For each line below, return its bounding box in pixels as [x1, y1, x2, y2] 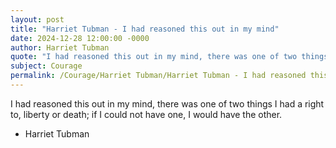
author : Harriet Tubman [10, 42, 110, 53]
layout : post [10, 14, 65, 25]
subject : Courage [10, 61, 83, 71]
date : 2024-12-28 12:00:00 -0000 [10, 33, 150, 43]
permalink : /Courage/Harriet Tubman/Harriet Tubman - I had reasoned [10, 71, 307, 81]
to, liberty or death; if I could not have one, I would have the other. [10, 108, 283, 120]
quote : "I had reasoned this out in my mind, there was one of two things [10, 52, 329, 62]
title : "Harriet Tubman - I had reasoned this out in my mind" [10, 24, 280, 34]
